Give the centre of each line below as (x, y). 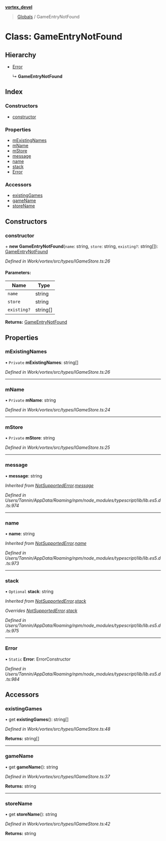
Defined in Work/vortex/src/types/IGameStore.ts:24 (58, 410)
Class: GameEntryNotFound (64, 37)
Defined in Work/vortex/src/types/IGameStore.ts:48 (58, 729)
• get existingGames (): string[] (37, 719)
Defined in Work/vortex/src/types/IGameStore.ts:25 (58, 447)
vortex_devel (19, 7)
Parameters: (18, 272)
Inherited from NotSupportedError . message (49, 485)
